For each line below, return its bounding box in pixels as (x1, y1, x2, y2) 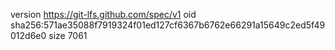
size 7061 (48, 30, 88, 41)
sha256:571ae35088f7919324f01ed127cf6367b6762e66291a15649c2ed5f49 (10, 19, 326, 31)
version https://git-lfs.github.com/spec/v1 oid (10, 9, 197, 20)
